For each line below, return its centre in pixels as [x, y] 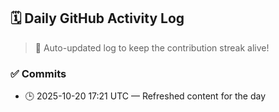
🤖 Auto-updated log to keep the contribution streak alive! [152, 47]
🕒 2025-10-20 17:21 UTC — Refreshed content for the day [145, 96]
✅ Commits [38, 73]
